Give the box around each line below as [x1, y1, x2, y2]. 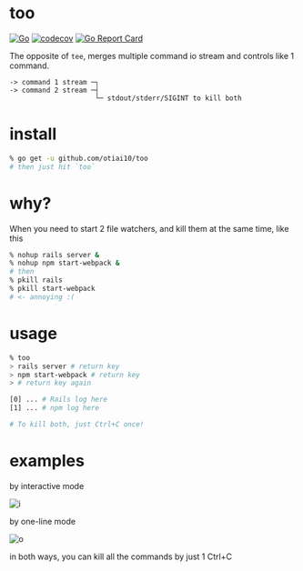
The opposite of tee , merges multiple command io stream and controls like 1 [9, 50, 294, 61]
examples [9, 451, 85, 471]
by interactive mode [9, 480, 85, 491]
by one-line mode [9, 516, 76, 526]
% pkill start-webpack [9, 285, 96, 294]
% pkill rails [9, 275, 64, 285]
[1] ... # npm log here [9, 404, 100, 413]
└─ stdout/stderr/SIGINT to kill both [95, 94, 243, 103]
